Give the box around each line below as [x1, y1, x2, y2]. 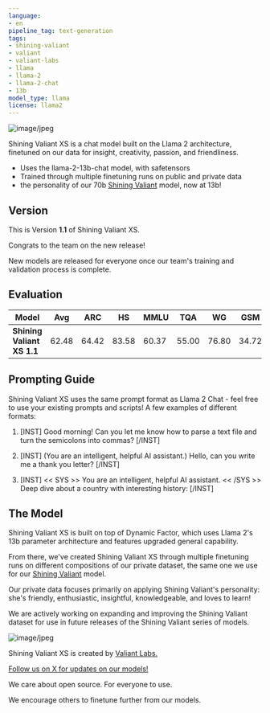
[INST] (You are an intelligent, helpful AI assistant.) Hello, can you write [19, 451, 256, 461]
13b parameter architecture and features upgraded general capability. [8, 536, 239, 547]
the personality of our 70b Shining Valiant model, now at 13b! [19, 180, 222, 190]
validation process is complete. [8, 264, 112, 274]
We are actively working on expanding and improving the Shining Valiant [8, 609, 248, 619]
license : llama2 [8, 101, 63, 109]
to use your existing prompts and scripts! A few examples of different [8, 403, 237, 412]
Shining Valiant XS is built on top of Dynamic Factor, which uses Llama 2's [8, 528, 253, 538]
